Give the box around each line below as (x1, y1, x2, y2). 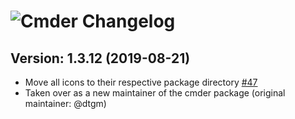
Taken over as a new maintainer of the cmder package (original (24, 87, 286, 99)
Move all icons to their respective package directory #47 (24, 76, 258, 88)
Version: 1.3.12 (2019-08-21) (10, 50, 191, 67)
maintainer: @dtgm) (24, 98, 107, 109)
